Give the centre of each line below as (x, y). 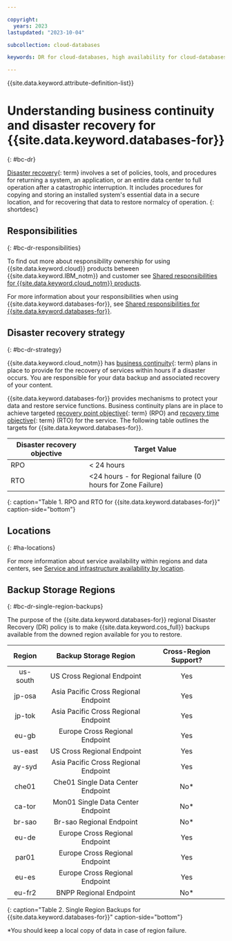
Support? (186, 660)
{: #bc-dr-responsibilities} (44, 248)
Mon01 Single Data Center (96, 802)
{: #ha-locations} (31, 547)
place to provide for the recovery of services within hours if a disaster (106, 370)
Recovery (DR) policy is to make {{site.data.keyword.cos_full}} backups (109, 627)
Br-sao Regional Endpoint (96, 822)
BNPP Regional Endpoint (96, 893)
